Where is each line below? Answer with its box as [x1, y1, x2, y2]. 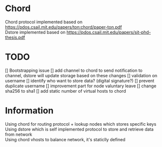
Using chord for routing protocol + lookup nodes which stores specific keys [5, 121, 157, 127]
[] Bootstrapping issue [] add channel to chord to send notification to [5, 67, 143, 73]
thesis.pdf [5, 34, 25, 40]
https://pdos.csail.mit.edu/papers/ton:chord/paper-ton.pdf [5, 24, 122, 30]
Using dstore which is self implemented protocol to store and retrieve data [5, 126, 154, 132]
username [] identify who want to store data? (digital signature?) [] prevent [5, 78, 155, 83]
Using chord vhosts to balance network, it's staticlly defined [5, 136, 126, 142]
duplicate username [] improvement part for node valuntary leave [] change [5, 83, 157, 89]
